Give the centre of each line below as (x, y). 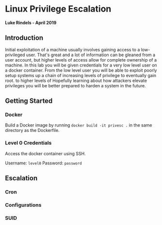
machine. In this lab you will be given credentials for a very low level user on (81, 65)
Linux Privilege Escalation (58, 9)
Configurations (23, 205)
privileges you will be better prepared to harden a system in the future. (76, 85)
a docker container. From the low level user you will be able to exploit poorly (81, 70)
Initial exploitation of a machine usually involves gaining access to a (73, 49)
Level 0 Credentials (28, 143)
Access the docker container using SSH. (45, 153)
